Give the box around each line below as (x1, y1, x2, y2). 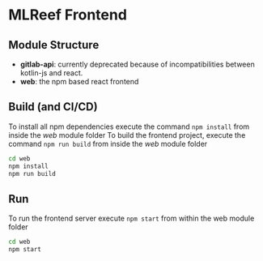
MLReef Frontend (8, 6, 128, 24)
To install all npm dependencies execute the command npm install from (8, 122, 250, 131)
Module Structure (8, 38, 100, 52)
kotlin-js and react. (19, 68, 83, 78)
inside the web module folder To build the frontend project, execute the (8, 130, 246, 139)
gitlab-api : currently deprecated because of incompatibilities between (19, 59, 255, 69)
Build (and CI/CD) (8, 100, 99, 114)
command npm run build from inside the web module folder (8, 139, 208, 148)
